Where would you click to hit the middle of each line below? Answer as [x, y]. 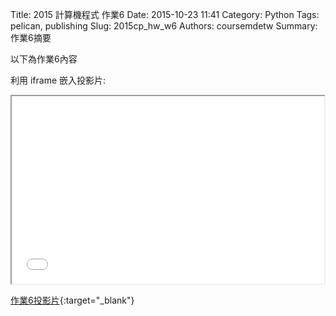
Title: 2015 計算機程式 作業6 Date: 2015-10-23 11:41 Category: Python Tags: [165, 14]
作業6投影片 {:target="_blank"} [72, 300]
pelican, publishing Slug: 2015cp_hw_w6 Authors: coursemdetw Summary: [164, 26]
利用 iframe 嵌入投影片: [58, 80]
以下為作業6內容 [44, 59]
